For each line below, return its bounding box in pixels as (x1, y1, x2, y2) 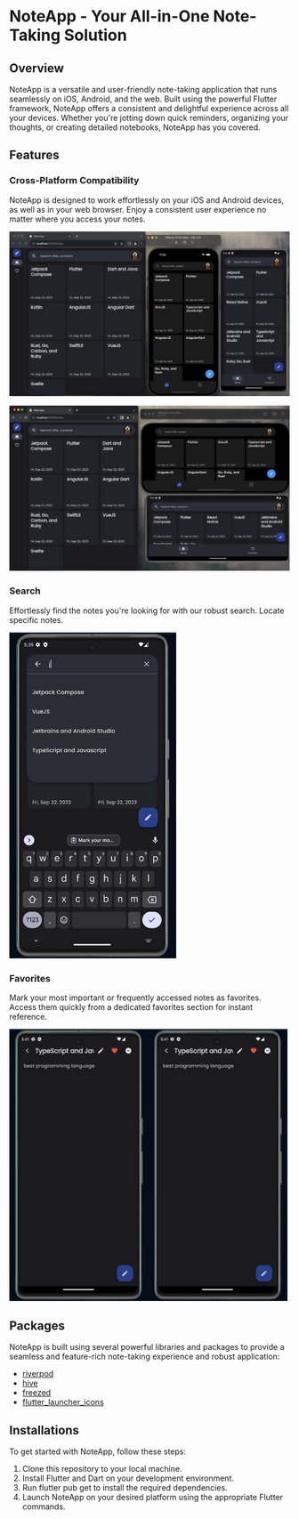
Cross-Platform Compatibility (9, 174, 140, 187)
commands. (21, 1501, 66, 1512)
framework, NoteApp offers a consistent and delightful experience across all (9, 103, 289, 113)
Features (9, 148, 60, 163)
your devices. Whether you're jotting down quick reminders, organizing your (9, 113, 289, 123)
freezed (21, 1387, 52, 1398)
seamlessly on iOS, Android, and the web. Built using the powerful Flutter (9, 93, 278, 104)
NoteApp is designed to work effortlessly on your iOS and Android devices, (9, 194, 285, 206)
